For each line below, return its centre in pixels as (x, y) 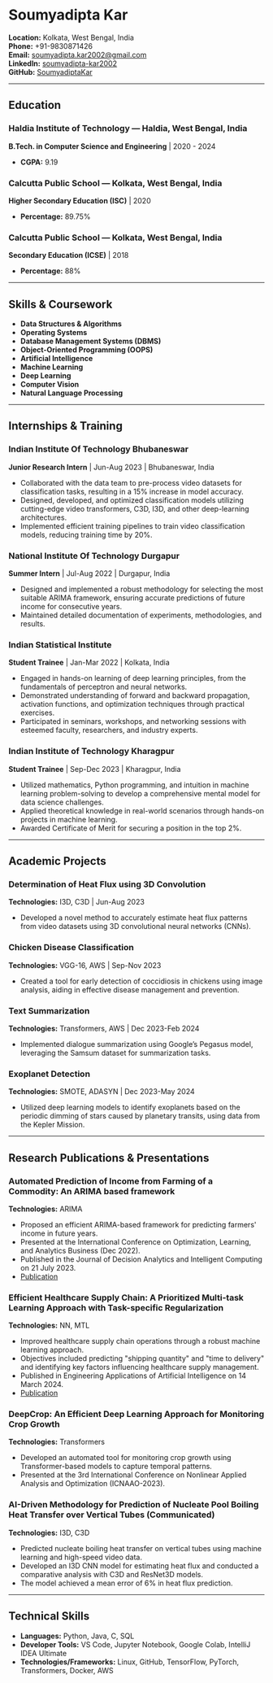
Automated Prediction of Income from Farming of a (111, 1181)
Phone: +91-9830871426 (51, 46)
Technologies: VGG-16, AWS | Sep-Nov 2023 (85, 965)
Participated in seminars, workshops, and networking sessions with (133, 722)
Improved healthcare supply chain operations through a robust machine (140, 1341)
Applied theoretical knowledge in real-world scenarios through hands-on (142, 810)
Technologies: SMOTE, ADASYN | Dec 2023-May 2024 (102, 1092)
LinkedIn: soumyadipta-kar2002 (63, 63)
